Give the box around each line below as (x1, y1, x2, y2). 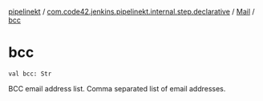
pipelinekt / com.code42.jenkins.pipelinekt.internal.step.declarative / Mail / (8, 7, 255, 16)
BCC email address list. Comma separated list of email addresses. (8, 83, 226, 93)
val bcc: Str (8, 70, 52, 78)
